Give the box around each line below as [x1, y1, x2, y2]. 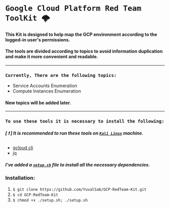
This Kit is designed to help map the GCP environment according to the [5, 31, 158, 37]
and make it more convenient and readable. [5, 54, 99, 60]
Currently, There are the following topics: [5, 72, 117, 78]
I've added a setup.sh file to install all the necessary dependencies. [5, 161, 150, 168]
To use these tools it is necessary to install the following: [5, 118, 164, 124]
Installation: [5, 175, 35, 182]
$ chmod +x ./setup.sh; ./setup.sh [12, 197, 88, 203]
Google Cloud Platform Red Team [5, 4, 142, 13]
